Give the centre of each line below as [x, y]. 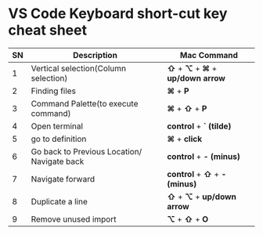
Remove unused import [74, 219]
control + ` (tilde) [199, 126]
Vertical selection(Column [79, 68]
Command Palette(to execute [85, 103]
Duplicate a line [59, 201]
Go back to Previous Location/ [86, 151]
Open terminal [57, 126]
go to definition [59, 139]
